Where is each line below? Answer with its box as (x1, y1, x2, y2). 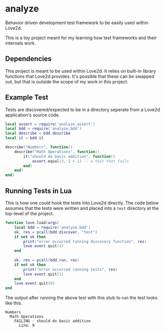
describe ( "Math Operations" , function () (14, 149, 100, 154)
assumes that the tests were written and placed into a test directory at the (5, 205, 159, 211)
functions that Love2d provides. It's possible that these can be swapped (5, 73, 154, 79)
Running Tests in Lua (5, 186, 72, 195)
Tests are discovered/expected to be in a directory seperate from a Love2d (5, 106, 160, 113)
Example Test (5, 93, 49, 102)
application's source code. (5, 112, 60, 118)
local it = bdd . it (5, 136, 44, 141)
